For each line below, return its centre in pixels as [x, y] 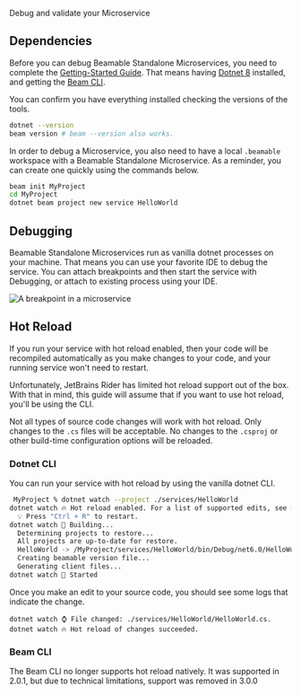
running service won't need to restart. [79, 367]
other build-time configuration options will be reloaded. [111, 440]
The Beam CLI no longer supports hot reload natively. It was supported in [144, 672]
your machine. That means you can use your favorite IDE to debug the [139, 262]
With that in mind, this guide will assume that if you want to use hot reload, [147, 394]
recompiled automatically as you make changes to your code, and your [140, 357]
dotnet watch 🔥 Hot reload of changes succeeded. [104, 629]
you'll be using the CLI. [52, 404]
